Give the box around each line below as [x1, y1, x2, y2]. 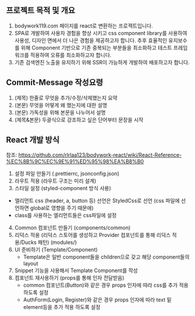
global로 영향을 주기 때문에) [30, 204, 94, 212]
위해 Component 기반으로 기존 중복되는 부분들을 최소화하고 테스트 [20, 44, 172, 51]
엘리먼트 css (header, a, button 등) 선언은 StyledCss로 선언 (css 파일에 [14, 197, 180, 204]
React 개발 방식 [6, 135, 60, 145]
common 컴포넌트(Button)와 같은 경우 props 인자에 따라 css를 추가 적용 [23, 281, 189, 288]
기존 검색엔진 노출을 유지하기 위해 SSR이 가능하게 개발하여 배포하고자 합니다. [14, 59, 190, 66]
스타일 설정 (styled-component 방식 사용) [14, 185, 112, 192]
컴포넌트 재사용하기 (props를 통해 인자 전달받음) [14, 274, 124, 281]
